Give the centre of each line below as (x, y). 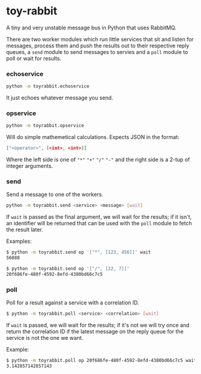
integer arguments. (30, 166)
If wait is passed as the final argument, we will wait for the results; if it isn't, (99, 217)
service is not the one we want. (45, 338)
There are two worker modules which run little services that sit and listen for (100, 39)
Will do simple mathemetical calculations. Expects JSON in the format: (93, 137)
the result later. (25, 230)
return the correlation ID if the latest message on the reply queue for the (95, 331)
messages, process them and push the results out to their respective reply (98, 46)
